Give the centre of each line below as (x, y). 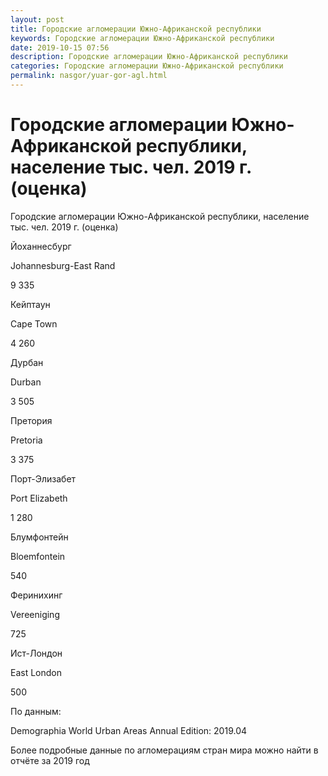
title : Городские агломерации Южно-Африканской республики (136, 29)
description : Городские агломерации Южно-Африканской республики (149, 57)
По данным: (36, 711)
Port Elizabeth (39, 498)
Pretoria (26, 440)
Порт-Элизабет (43, 478)
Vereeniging (35, 614)
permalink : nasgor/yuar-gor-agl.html (89, 76)
